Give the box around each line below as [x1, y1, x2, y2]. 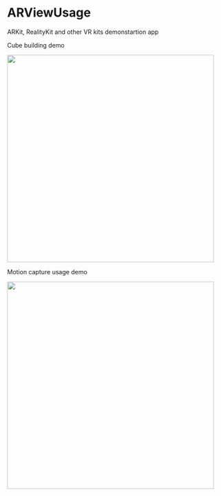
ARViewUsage [7, 5, 92, 21]
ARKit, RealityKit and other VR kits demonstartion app [7, 28, 159, 36]
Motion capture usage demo [7, 267, 87, 276]
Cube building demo [7, 41, 65, 49]
